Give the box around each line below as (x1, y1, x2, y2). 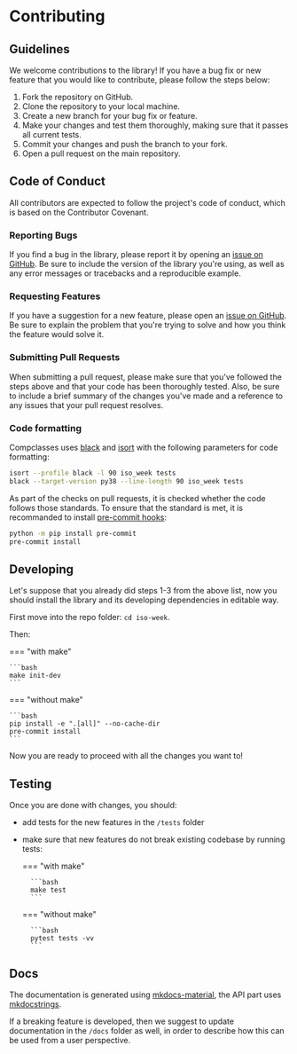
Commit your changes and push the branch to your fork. (21, 139, 228, 149)
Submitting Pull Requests (9, 351, 121, 364)
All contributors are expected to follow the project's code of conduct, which (9, 197, 285, 208)
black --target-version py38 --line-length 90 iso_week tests (9, 476, 244, 485)
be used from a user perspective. (9, 1034, 131, 1045)
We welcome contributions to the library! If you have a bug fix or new (9, 65, 262, 75)
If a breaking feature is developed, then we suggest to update (9, 1016, 235, 1026)
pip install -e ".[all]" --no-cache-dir (9, 720, 161, 728)
